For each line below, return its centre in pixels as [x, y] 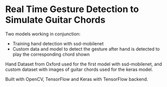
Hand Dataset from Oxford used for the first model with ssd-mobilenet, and [84, 64]
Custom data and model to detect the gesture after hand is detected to [86, 49]
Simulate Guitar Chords [55, 20]
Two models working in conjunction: [43, 34]
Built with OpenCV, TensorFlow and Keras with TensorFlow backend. [77, 79]
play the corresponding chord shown [51, 54]
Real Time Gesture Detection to [72, 9]
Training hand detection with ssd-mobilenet [58, 43]
